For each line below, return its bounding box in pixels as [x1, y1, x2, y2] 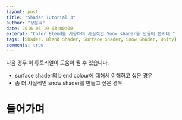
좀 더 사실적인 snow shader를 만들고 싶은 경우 [14, 79, 123, 87]
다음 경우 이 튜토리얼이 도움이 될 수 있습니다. [6, 59, 109, 66]
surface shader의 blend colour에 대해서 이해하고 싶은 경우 [14, 72, 153, 79]
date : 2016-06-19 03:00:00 [6, 25, 73, 32]
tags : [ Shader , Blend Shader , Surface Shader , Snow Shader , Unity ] [6, 36, 177, 42]
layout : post [6, 8, 39, 15]
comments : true [6, 42, 44, 48]
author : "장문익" [6, 20, 46, 26]
